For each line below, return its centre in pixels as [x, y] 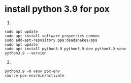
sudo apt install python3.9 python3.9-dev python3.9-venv [65, 49]
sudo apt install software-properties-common [52, 36]
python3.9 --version [26, 53]
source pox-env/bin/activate [34, 75]
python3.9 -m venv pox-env [32, 71]
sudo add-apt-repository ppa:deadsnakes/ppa [51, 40]
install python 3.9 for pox [57, 9]
